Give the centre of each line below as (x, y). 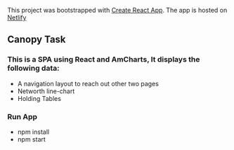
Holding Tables (39, 98)
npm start (31, 139)
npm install (33, 132)
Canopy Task (37, 40)
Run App (22, 116)
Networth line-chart (46, 91)
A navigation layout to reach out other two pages (88, 83)
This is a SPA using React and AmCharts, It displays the (104, 60)
